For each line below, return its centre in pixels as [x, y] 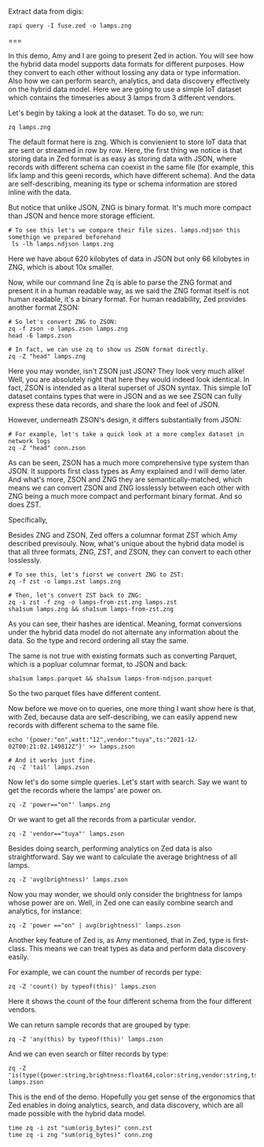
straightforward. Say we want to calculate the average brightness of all [123, 857]
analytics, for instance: [45, 911]
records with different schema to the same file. [84, 725]
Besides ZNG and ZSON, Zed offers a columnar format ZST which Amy [123, 535]
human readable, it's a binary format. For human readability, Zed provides [127, 299]
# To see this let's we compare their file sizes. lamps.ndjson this [125, 230]
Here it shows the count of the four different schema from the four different [130, 1001]
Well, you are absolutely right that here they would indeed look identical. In [129, 379]
